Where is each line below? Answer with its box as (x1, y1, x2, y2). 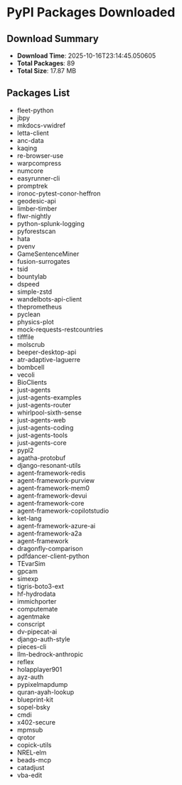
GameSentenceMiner (16, 250, 80, 258)
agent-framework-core (16, 498, 85, 507)
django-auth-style (16, 634, 70, 644)
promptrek (16, 181, 48, 190)
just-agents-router (16, 400, 72, 409)
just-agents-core (16, 438, 67, 447)
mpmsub (16, 725, 43, 734)
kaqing (16, 144, 38, 152)
